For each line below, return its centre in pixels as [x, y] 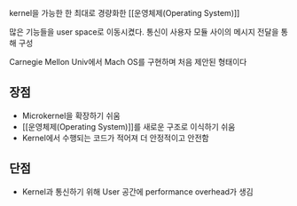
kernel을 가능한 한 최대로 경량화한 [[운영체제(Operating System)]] [125, 13]
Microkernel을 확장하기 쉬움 [71, 115]
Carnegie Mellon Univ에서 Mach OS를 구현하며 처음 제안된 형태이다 [128, 62]
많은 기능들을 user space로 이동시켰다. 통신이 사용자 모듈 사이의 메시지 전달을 [144, 32]
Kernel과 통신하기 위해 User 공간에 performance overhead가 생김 [138, 191]
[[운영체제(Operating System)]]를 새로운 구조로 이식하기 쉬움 [129, 126]
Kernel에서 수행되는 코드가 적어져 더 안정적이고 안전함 [116, 138]
